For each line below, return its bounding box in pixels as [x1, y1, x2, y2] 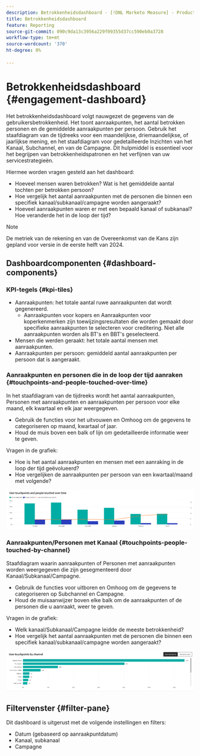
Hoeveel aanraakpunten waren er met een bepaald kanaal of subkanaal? [14, 205, 192, 212]
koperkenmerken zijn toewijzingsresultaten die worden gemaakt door [23, 318, 194, 325]
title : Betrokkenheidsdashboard [6, 16, 86, 22]
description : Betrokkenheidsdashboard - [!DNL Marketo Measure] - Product [6, 10, 196, 16]
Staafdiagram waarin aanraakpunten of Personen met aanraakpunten [6, 559, 176, 566]
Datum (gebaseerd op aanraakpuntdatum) [14, 730, 118, 738]
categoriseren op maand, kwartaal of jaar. [14, 422, 118, 429]
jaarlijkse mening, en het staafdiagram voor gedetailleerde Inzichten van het [6, 138, 192, 145]
